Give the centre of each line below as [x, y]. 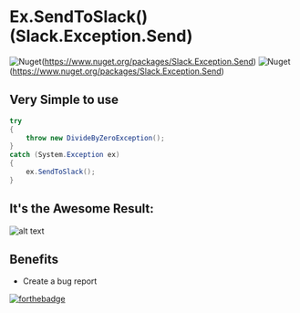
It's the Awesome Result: [82, 209]
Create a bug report [60, 281]
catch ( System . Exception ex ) [65, 155]
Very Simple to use [64, 100]
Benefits [34, 259]
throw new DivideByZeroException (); [96, 138]
